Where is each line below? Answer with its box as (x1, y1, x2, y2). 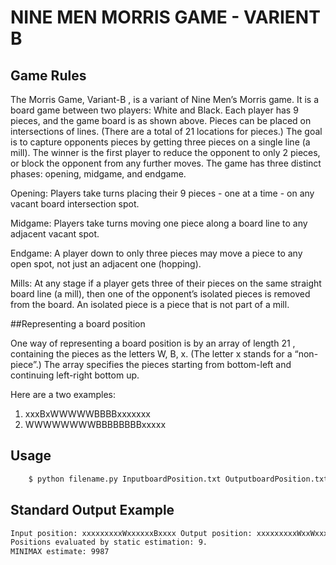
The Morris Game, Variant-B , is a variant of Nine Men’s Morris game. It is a (10, 94, 320, 105)
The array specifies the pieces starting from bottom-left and (43, 359, 292, 370)
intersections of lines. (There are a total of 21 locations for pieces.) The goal (10, 126, 323, 137)
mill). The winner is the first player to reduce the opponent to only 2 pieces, (10, 147, 321, 158)
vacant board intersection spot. (10, 198, 140, 210)
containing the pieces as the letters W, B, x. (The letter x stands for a (10, 348, 293, 360)
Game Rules (10, 67, 87, 84)
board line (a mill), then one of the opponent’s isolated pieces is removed (10, 288, 311, 300)
